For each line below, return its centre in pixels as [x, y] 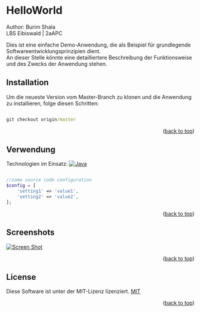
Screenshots [30, 232]
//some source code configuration [49, 180]
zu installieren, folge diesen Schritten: [53, 103]
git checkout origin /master [41, 119]
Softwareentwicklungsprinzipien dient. [54, 51]
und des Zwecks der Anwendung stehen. [57, 64]
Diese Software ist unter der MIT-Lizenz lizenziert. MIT [73, 291]
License [21, 277]
